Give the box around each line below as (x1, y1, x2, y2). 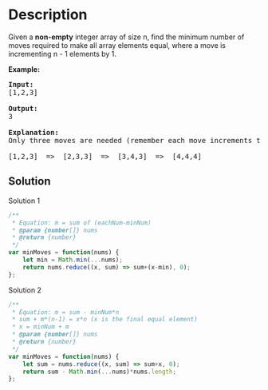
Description (8, 6, 88, 24)
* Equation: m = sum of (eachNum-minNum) (11, 218, 152, 227)
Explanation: (8, 128, 60, 137)
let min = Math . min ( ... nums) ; (22, 256, 124, 264)
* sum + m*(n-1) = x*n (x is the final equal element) (11, 316, 198, 324)
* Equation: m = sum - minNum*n (11, 308, 120, 316)
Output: (8, 104, 38, 113)
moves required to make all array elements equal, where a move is (8, 40, 226, 50)
